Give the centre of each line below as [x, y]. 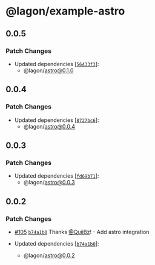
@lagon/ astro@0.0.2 [49, 255]
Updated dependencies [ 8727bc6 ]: [57, 120]
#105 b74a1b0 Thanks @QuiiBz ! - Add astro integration [82, 232]
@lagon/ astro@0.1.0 [48, 70]
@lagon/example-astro [65, 11]
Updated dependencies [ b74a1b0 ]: [57, 243]
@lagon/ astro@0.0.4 [49, 126]
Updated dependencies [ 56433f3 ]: [57, 64]
